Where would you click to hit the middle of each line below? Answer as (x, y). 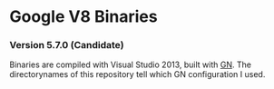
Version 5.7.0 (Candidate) (67, 45)
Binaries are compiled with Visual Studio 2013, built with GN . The (131, 64)
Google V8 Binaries (83, 17)
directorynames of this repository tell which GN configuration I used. (137, 74)
